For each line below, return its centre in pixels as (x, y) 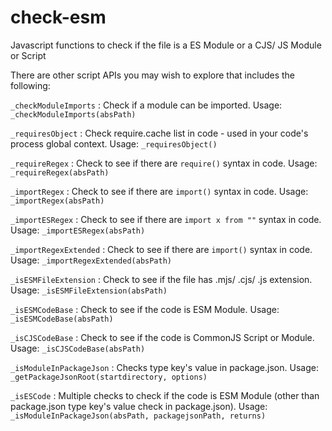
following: (30, 85)
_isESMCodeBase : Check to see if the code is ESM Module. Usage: (145, 309)
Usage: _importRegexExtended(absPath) (91, 260)
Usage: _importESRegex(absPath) (78, 230)
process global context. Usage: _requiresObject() (114, 143)
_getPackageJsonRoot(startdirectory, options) (109, 377)
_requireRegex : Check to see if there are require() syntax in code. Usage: (164, 163)
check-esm (58, 17)
